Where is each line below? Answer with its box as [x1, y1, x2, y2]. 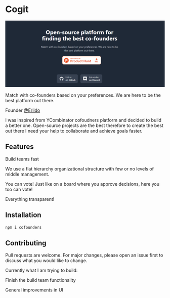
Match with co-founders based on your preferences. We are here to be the [5, 92, 161, 98]
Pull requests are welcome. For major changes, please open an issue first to [5, 252, 163, 259]
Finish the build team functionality [5, 277, 76, 283]
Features [5, 143, 34, 151]
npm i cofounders [5, 225, 42, 230]
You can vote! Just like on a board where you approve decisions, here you [5, 181, 160, 187]
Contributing [5, 239, 47, 247]
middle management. [5, 171, 50, 177]
